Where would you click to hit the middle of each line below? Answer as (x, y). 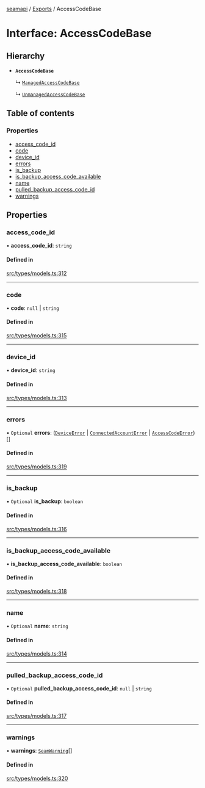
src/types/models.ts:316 (37, 529)
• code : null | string (33, 308)
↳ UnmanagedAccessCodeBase (50, 94)
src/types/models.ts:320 (37, 778)
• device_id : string (31, 370)
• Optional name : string (37, 626)
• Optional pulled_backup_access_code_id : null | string (79, 688)
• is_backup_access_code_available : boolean (64, 564)
